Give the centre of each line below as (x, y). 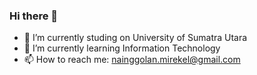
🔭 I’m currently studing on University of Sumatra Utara (135, 38)
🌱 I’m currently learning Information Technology (122, 48)
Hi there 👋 (34, 16)
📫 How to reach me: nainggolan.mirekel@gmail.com (132, 60)
